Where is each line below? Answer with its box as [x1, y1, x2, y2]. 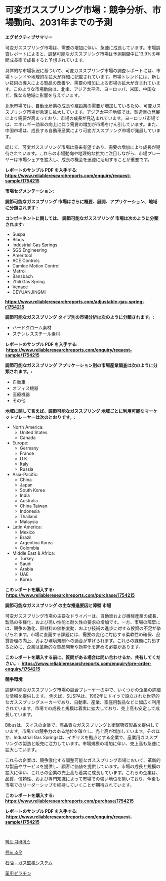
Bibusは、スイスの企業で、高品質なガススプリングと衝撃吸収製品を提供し [5, 722, 155, 728]
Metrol [12, 268, 26, 274]
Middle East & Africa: [12, 550, 55, 556]
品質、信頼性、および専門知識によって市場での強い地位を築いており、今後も [5, 776, 161, 782]
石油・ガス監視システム [5, 860, 53, 866]
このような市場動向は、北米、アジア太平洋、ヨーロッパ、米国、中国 [13, 86, 152, 92]
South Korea [19, 487, 45, 493]
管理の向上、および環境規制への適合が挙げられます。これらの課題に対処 [9, 637, 157, 643]
